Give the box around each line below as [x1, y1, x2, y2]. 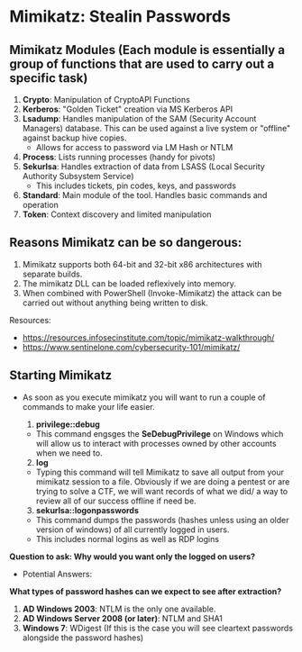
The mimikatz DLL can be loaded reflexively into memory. [22, 277, 237, 289]
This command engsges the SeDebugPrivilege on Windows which [35, 428, 284, 439]
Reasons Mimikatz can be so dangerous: [9, 235, 243, 250]
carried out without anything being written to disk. [22, 297, 209, 308]
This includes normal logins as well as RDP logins [35, 533, 219, 544]
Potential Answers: [22, 568, 93, 579]
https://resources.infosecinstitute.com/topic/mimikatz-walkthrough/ [22, 331, 275, 343]
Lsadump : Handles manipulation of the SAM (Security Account [22, 113, 257, 123]
